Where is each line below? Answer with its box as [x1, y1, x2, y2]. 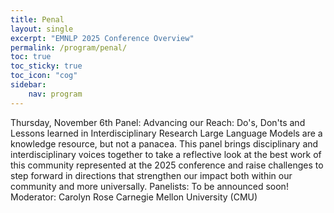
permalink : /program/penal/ [10, 42, 128, 53]
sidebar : [10, 80, 47, 90]
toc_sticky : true [10, 61, 83, 71]
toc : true [10, 52, 52, 62]
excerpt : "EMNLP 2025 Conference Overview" [10, 33, 195, 43]
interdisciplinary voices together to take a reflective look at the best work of [10, 148, 322, 160]
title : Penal [10, 14, 65, 25]
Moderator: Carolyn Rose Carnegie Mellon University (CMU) [10, 191, 258, 203]
